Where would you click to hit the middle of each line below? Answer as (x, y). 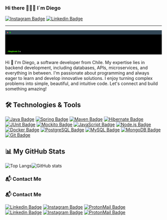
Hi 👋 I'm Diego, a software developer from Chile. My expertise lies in (75, 62)
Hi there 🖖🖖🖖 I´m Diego (33, 8)
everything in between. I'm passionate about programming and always (77, 73)
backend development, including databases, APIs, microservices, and (77, 68)
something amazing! (26, 88)
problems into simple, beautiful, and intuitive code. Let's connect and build (82, 83)
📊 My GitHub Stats (35, 151)
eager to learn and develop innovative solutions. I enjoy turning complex (79, 78)
